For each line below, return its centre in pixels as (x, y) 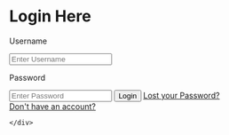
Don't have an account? (52, 106)
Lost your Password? (182, 95)
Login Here (50, 16)
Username (28, 41)
